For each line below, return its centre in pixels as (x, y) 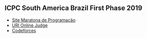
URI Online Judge (30, 25)
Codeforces (24, 30)
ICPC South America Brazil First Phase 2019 (73, 8)
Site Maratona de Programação (44, 20)
